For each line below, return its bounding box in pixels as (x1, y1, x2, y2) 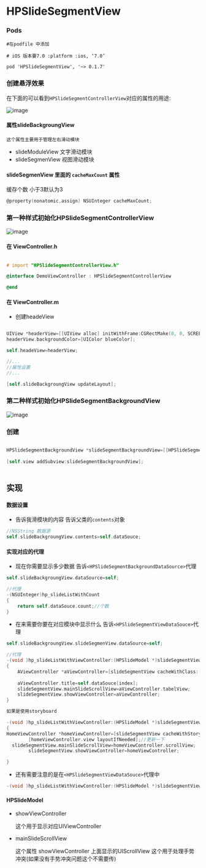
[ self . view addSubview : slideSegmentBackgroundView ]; (6, 458, 144, 464)
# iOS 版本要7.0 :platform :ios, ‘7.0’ (6, 53, 105, 60)
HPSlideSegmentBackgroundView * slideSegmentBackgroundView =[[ (6, 447, 169, 453)
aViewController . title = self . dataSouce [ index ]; (17, 680, 139, 686)
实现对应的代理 (6, 548, 44, 555)
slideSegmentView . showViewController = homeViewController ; (28, 748, 180, 754)
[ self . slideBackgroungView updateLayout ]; (6, 381, 116, 387)
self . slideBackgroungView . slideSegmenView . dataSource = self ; (6, 640, 164, 647)
